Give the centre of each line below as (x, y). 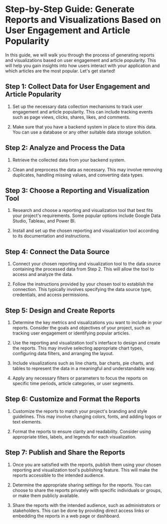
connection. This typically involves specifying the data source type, (82, 289)
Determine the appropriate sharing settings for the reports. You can (82, 485)
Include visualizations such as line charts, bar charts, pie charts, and (83, 363)
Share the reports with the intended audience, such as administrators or (86, 505)
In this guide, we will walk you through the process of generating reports (80, 55)
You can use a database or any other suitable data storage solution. (82, 132)
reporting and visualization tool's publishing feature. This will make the (85, 470)
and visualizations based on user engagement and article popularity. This (81, 60)
